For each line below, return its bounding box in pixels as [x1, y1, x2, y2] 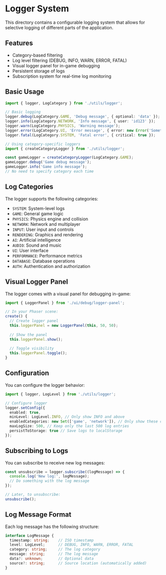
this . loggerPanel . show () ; [9, 337, 63, 342]
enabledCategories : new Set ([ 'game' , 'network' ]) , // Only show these [9, 419, 158, 424]
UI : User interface [12, 247, 49, 253]
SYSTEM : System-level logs [12, 205, 65, 211]
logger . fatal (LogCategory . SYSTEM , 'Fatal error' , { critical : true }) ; [5, 132, 156, 138]
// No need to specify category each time [5, 169, 94, 174]
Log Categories [5, 183, 53, 191]
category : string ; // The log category [9, 547, 100, 552]
